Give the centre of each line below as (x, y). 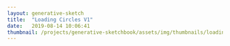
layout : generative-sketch (46, 13)
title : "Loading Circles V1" (50, 20)
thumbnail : (23, 32)
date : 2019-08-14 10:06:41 (49, 26)
